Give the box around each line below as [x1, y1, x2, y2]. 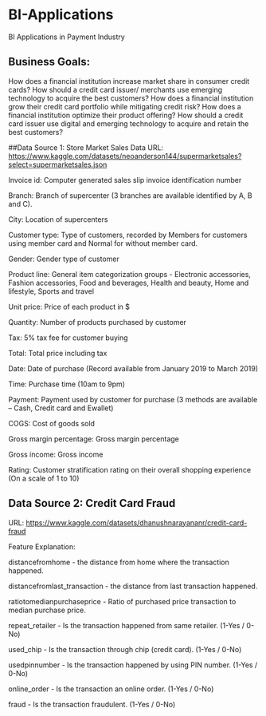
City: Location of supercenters [8, 214, 108, 224]
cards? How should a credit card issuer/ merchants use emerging [8, 85, 223, 94]
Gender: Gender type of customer [8, 254, 119, 263]
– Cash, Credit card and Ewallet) [8, 403, 114, 413]
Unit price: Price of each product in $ [8, 302, 130, 311]
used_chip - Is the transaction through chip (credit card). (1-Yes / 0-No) [8, 644, 242, 654]
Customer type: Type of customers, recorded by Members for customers [8, 230, 248, 239]
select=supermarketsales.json [8, 160, 108, 169]
